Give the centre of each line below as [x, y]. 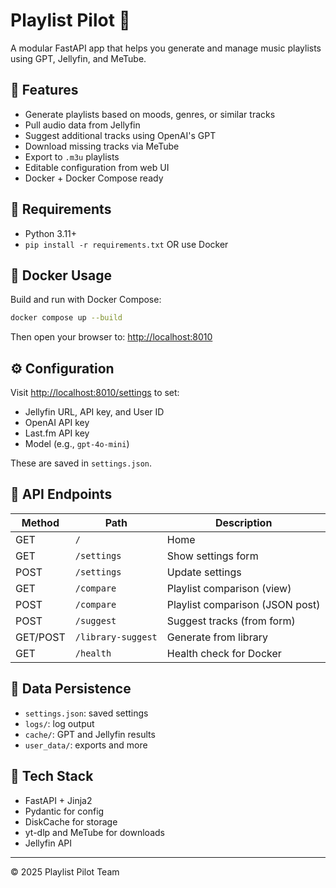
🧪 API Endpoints [61, 494]
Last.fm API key [57, 433]
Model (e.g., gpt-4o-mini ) [77, 444]
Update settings [204, 572]
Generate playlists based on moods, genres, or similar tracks [150, 114]
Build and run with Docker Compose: [86, 300]
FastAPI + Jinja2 [58, 800]
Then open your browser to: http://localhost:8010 [111, 337]
